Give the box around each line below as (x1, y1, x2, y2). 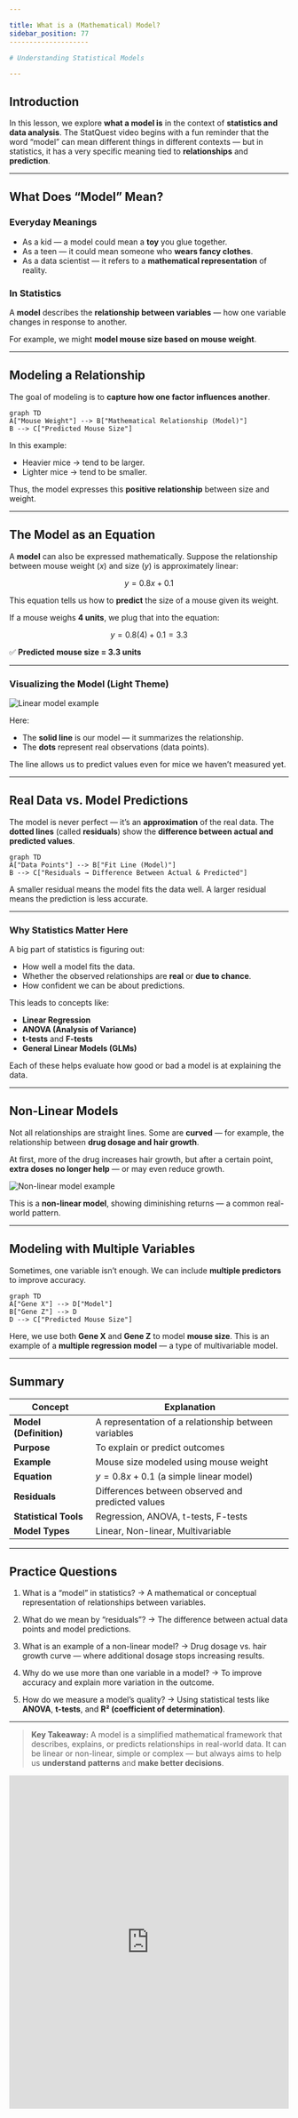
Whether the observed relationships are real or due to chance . (21, 971, 252, 982)
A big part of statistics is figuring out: (9, 944, 145, 955)
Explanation (163, 1400, 216, 1413)
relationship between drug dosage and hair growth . (9, 1136, 200, 1147)
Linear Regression (21, 1015, 91, 1025)
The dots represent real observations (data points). (21, 742, 210, 752)
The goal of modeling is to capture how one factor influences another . (9, 391, 271, 402)
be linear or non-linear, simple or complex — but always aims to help (30, 1748, 282, 1759)
